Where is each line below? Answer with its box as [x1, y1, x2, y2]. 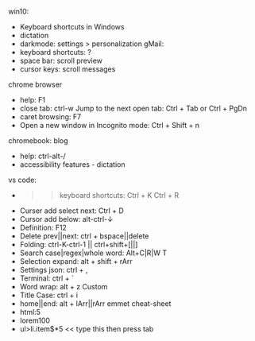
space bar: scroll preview [19, 56, 103, 65]
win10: [8, 7, 29, 16]
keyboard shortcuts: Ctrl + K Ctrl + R [59, 191, 180, 200]
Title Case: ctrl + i [19, 290, 78, 300]
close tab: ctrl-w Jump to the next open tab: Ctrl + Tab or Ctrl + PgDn [19, 103, 248, 113]
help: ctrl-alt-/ [19, 151, 66, 161]
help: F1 [19, 95, 46, 104]
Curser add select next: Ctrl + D [19, 206, 125, 215]
